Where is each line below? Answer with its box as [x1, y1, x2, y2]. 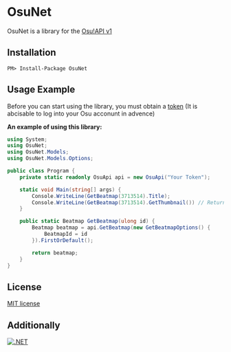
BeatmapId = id [43, 231, 88, 238]
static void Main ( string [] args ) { [19, 186, 122, 193]
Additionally [7, 319, 60, 331]
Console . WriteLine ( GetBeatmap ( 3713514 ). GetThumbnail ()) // [32, 199, 205, 206]
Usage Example [7, 84, 76, 96]
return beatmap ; [32, 249, 78, 256]
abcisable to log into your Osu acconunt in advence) [7, 109, 155, 118]
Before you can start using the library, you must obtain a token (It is [7, 102, 198, 110]
